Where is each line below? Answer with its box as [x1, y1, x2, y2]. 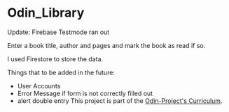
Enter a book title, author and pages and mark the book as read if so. [7, 41, 206, 49]
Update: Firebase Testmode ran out [7, 28, 110, 36]
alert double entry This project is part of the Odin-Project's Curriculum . [17, 96, 223, 105]
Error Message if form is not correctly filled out [17, 89, 153, 97]
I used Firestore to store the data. [7, 54, 104, 63]
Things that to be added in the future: [7, 68, 116, 77]
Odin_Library [7, 5, 85, 21]
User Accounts [17, 81, 61, 90]
